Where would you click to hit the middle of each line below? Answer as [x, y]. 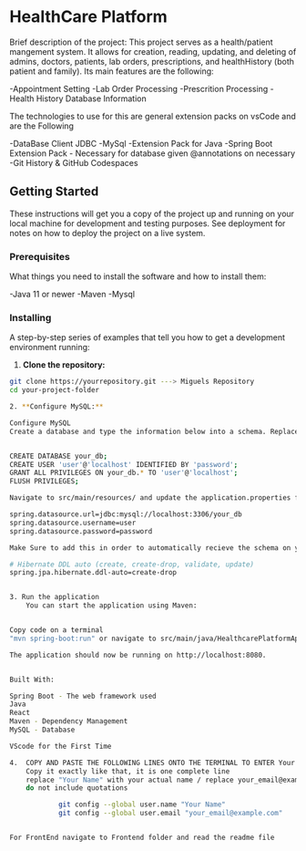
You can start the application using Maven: [112, 606]
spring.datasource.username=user [73, 523]
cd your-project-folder [55, 390]
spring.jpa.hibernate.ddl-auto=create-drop [93, 573]
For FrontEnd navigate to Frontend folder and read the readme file [142, 838]
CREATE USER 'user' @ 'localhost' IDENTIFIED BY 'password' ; [124, 464]
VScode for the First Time [61, 746]
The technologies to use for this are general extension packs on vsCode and [153, 116]
